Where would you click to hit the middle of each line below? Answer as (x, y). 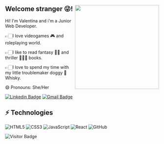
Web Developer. (21, 26)
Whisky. (13, 78)
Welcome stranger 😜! (39, 9)
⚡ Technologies (29, 113)
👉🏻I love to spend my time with (37, 67)
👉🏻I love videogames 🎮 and (34, 36)
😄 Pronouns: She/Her (27, 87)
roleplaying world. (23, 42)
